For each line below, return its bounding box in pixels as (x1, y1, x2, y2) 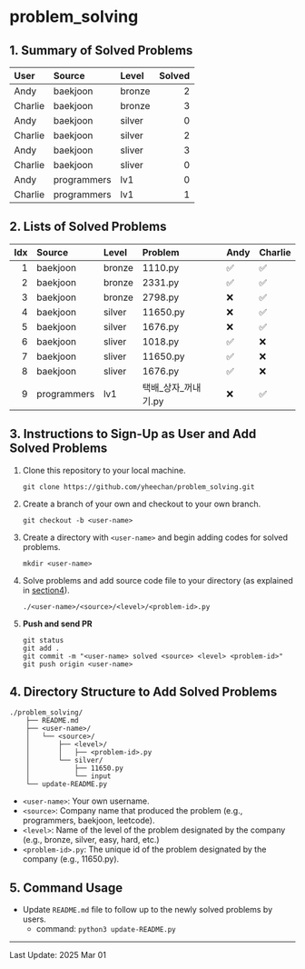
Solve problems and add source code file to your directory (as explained (22, 574, 293, 585)
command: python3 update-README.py (35, 924, 177, 934)
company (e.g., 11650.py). (22, 854, 120, 864)
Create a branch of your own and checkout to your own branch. (22, 498, 261, 509)
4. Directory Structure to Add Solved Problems (9, 684, 278, 700)
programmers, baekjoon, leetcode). (22, 815, 155, 826)
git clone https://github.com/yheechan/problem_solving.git (22, 482, 255, 492)
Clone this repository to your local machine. (22, 465, 186, 475)
